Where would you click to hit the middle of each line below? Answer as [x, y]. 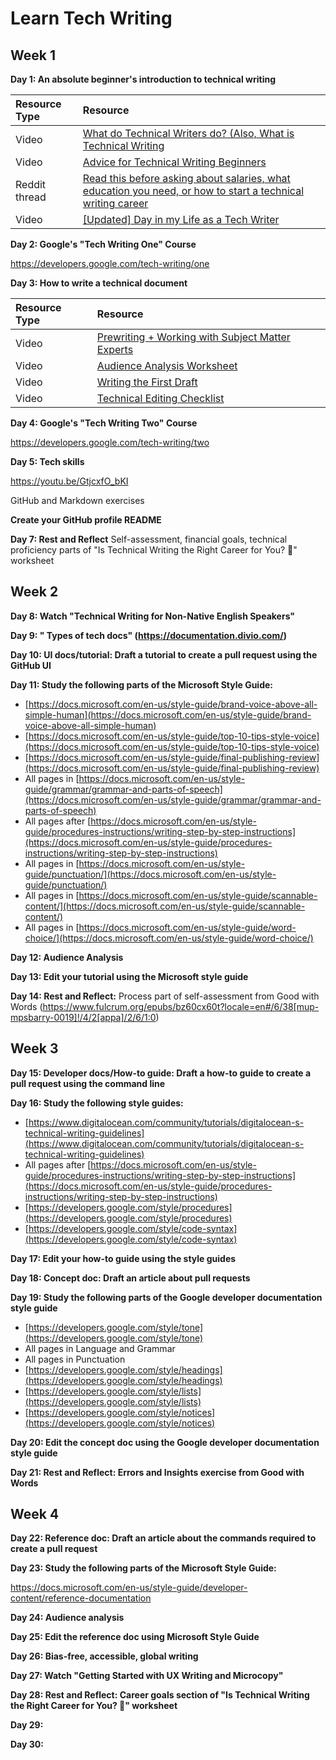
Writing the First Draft [147, 382]
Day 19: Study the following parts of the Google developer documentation [166, 1297]
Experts [115, 349]
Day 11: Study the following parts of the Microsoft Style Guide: [141, 684]
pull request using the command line [88, 1083]
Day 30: [27, 1744]
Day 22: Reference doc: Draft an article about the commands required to [163, 1538]
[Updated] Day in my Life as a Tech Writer [181, 219]
